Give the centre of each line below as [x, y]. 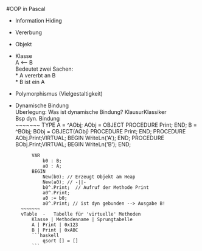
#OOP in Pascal [26, 9]
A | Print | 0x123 [55, 225]
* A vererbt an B [35, 75]
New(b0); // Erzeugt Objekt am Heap [89, 177]
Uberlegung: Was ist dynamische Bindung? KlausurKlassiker [91, 112]
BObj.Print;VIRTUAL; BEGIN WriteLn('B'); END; [73, 144]
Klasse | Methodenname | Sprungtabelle [82, 219]
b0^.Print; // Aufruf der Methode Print [96, 188]
